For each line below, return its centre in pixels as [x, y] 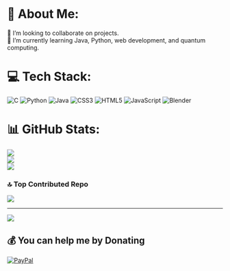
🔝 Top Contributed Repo [48, 184]
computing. [23, 47]
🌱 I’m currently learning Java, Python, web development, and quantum [106, 40]
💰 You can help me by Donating [76, 240]
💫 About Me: [43, 14]
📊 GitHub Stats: [54, 129]
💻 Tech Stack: [49, 76]
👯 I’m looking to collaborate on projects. [63, 33]
